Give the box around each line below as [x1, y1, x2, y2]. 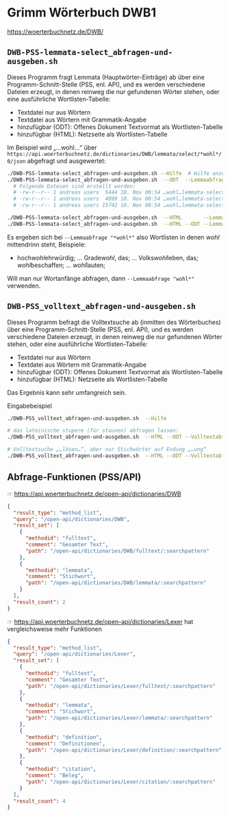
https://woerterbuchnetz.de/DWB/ [7, 27, 104, 36]
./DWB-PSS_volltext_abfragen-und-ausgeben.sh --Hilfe [7, 415, 167, 422]
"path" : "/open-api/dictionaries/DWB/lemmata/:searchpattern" [25, 579, 207, 586]
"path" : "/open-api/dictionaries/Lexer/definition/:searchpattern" [25, 746, 222, 753]
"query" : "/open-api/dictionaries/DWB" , [13, 516, 130, 522]
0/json [7, 158, 26, 165]
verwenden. [7, 281, 41, 290]
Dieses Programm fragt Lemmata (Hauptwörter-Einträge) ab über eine [7, 73, 205, 81]
